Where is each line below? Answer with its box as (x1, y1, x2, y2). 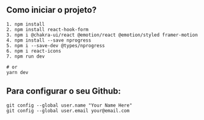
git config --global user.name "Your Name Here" (6, 102, 133, 108)
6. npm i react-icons (6, 48, 62, 54)
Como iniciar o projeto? (6, 5, 97, 15)
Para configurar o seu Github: (6, 86, 121, 97)
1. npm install (6, 21, 45, 27)
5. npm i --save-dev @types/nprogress (6, 42, 105, 48)
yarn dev (6, 69, 29, 75)
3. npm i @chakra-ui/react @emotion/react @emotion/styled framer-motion (6, 32, 199, 38)
